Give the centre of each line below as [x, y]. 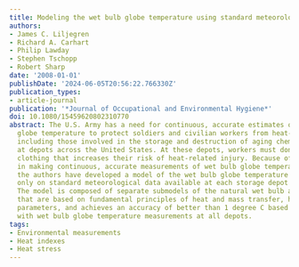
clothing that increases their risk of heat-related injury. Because [149, 158]
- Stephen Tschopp [43, 59]
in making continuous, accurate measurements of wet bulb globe [139, 166]
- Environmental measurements [65, 232]
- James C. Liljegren [49, 34]
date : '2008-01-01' [45, 76]
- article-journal [43, 100]
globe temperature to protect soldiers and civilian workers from [143, 133]
